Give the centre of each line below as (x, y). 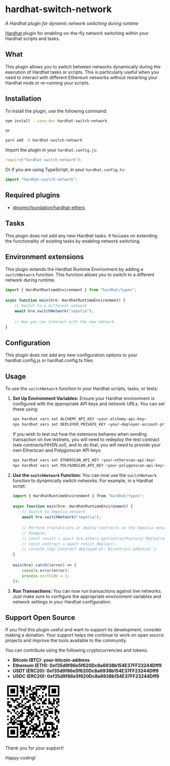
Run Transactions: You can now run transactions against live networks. (87, 591)
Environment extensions (45, 257)
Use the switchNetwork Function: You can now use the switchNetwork (84, 475)
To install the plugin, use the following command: (56, 111)
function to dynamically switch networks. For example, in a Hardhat (83, 480)
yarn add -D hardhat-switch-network (44, 140)
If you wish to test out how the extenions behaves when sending (80, 434)
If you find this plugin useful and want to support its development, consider (83, 630)
